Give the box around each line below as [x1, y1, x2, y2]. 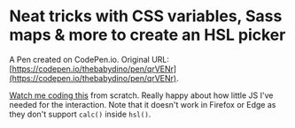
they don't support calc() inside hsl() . [9, 109, 151, 119]
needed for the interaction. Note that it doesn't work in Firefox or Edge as [9, 99, 276, 109]
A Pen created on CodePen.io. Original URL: [9, 54, 170, 64]
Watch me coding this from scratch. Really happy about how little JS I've [9, 90, 274, 101]
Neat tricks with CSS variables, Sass [9, 6, 283, 26]
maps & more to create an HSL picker [9, 25, 286, 45]
